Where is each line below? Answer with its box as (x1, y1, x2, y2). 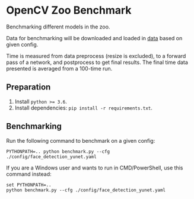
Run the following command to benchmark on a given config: (6, 137, 155, 144)
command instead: (6, 170, 52, 178)
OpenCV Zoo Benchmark (6, 4, 132, 17)
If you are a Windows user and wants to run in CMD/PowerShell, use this (6, 164, 183, 171)
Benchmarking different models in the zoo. (6, 23, 110, 30)
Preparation (6, 82, 51, 92)
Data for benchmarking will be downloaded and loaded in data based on (6, 34, 183, 41)
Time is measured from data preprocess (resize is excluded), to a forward (6, 52, 186, 59)
